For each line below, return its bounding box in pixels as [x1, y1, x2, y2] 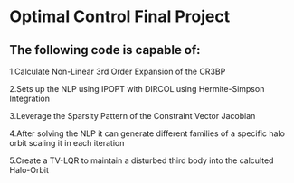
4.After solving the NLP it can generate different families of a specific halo [9, 128, 285, 139]
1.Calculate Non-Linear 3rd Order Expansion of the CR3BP [9, 66, 226, 77]
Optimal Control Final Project [9, 6, 231, 27]
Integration [9, 93, 50, 104]
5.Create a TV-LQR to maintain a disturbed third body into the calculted [9, 155, 274, 166]
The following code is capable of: [9, 42, 201, 58]
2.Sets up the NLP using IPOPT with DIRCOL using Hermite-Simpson [9, 84, 265, 94]
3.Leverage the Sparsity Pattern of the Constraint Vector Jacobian [9, 111, 256, 121]
